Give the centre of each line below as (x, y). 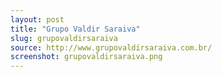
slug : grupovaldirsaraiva (64, 38)
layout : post (37, 19)
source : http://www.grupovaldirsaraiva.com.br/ (111, 47)
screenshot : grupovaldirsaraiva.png (86, 57)
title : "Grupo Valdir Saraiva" (75, 29)
